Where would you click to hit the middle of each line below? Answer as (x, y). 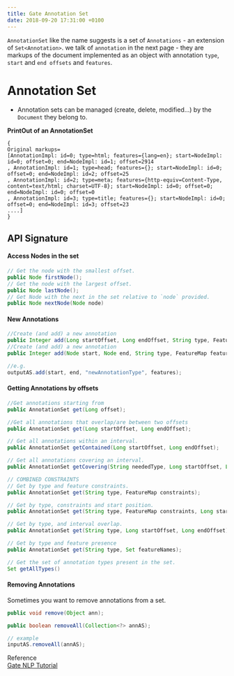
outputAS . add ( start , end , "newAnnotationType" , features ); (95, 372)
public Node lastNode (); (43, 291)
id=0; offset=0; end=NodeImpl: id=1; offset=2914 (81, 162)
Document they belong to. (52, 117)
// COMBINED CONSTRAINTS (43, 479)
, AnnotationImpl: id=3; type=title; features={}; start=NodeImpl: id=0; (117, 199)
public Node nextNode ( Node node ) (56, 303)
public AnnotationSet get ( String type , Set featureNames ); (95, 550)
